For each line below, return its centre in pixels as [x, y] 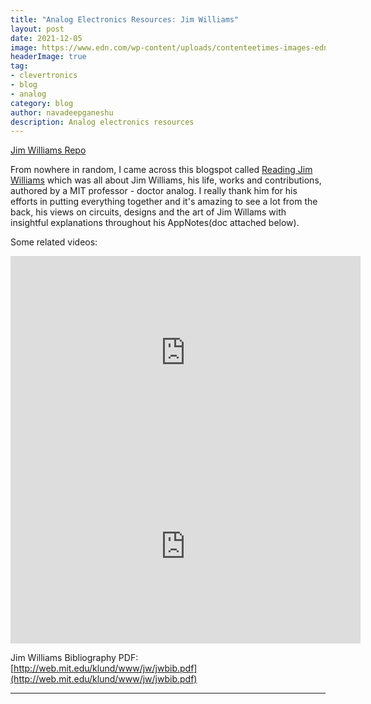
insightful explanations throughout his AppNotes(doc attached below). [155, 223]
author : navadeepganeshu [62, 112]
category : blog [42, 103]
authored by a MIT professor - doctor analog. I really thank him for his [154, 191]
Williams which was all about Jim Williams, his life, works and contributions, [166, 180]
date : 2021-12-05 [46, 38]
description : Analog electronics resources [102, 122]
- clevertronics [44, 76]
